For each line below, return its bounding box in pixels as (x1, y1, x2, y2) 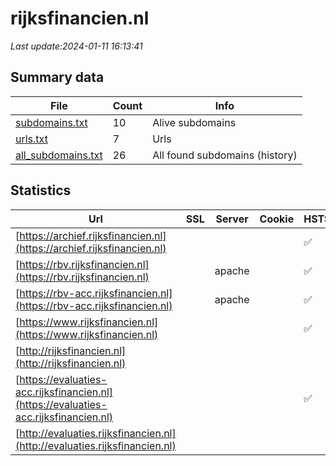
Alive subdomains (152, 115, 237, 129)
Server (215, 212, 249, 226)
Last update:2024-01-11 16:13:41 (10, 40, 143, 52)
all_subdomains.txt (15, 148, 103, 162)
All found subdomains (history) (152, 148, 298, 162)
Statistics (10, 182, 72, 199)
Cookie (259, 212, 295, 226)
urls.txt (15, 132, 48, 146)
